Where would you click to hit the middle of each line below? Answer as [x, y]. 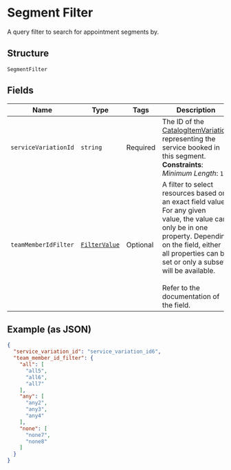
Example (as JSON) [49, 329]
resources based [189, 193]
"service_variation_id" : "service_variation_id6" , [87, 352]
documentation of [191, 296]
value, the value [187, 218]
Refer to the [181, 287]
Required [141, 147]
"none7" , [38, 435]
